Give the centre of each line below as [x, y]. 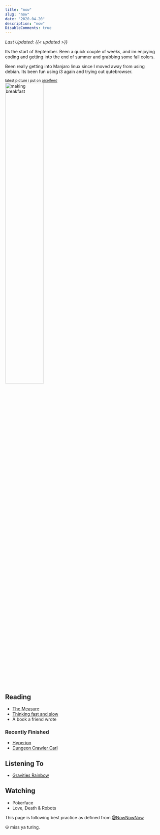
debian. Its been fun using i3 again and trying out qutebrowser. [69, 72]
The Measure [26, 709]
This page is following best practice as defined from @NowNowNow [75, 817]
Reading [18, 697]
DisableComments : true [28, 28]
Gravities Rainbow [31, 775]
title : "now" [18, 10]
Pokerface [23, 802]
